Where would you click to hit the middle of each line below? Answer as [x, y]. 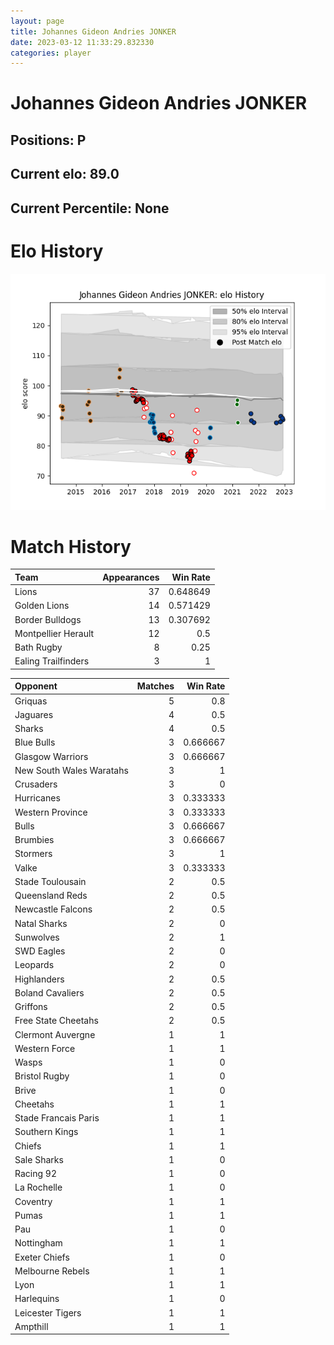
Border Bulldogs [48, 619]
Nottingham [38, 1243]
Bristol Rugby [42, 1076]
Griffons [31, 1007]
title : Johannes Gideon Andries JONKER [93, 31]
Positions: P [48, 140]
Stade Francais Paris [57, 1118]
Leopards [34, 965]
